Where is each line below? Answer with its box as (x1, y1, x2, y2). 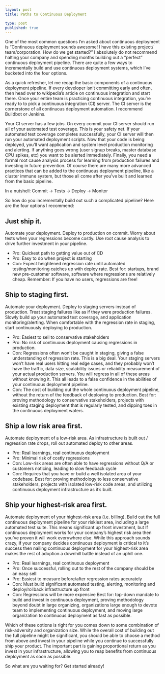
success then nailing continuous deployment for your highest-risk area (5, 545, 148, 551)
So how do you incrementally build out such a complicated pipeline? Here (5, 198, 154, 204)
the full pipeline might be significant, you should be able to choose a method (5, 632, 160, 639)
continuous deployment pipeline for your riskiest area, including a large (5, 519, 149, 525)
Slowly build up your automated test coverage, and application (5, 314, 132, 320)
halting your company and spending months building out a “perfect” (5, 55, 143, 61)
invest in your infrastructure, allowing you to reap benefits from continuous (5, 648, 157, 654)
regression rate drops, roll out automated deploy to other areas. (5, 440, 134, 446)
